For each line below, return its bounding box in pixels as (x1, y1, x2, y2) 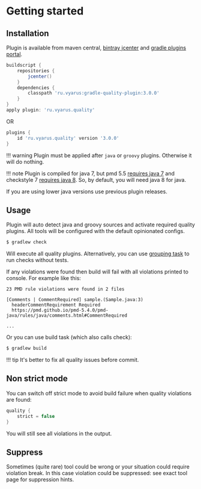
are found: (6, 396, 32, 403)
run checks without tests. (6, 257, 69, 264)
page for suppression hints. (6, 476, 74, 483)
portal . (6, 51, 23, 58)
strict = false (17, 413, 55, 419)
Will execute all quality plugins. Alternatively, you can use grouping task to (6, 250, 190, 257)
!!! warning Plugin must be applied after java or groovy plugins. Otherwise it (6, 152, 192, 159)
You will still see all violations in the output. (6, 429, 112, 437)
